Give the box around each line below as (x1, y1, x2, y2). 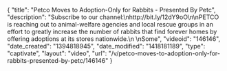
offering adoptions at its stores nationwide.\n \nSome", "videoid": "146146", (7, 35, 221, 43)
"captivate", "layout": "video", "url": (7, 49, 107, 57)
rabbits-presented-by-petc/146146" (7, 57, 109, 64)
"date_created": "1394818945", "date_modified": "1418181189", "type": (7, 42, 206, 50)
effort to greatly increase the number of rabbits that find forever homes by (7, 27, 217, 35)
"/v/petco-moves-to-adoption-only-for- (108, 49, 221, 57)
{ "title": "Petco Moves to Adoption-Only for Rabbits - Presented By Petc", (7, 6, 216, 14)
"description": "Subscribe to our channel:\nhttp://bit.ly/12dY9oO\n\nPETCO (7, 13, 219, 21)
